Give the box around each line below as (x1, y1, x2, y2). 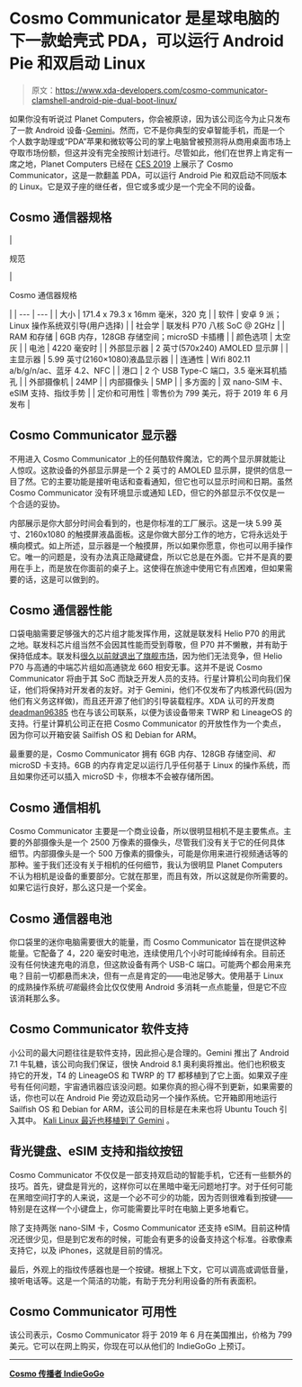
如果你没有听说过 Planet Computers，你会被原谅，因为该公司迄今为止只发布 (9, 113, 291, 124)
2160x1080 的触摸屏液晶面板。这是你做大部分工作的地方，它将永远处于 (24, 529, 289, 539)
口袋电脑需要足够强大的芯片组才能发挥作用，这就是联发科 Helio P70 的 (9, 628, 271, 639)
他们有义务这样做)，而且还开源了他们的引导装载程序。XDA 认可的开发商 (9, 695, 275, 707)
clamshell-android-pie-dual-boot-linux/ (31, 95, 178, 105)
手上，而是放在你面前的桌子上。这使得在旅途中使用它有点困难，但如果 (24, 562, 285, 573)
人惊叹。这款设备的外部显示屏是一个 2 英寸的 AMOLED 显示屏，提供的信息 (9, 465, 285, 476)
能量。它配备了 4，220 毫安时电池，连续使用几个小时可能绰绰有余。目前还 (9, 947, 286, 958)
